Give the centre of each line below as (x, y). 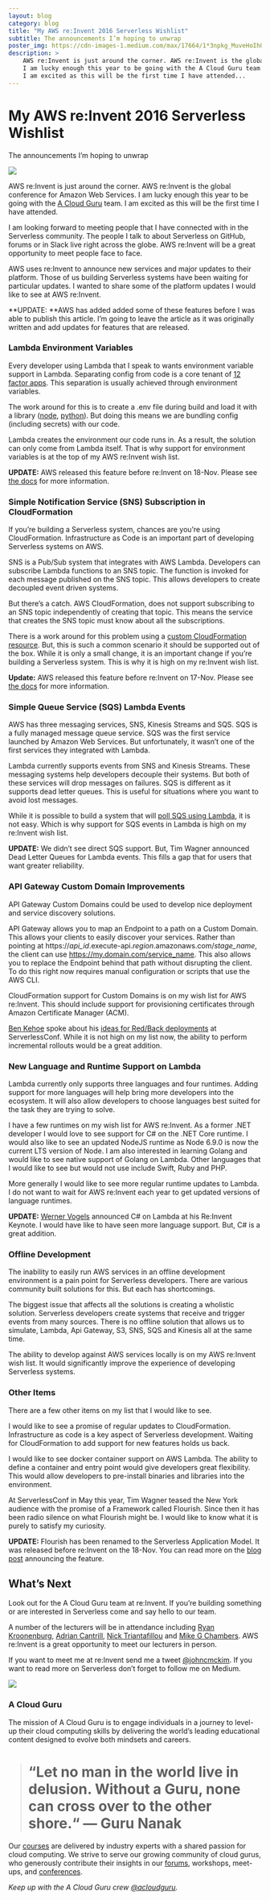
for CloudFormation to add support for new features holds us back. (119, 1443)
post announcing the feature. (56, 1558)
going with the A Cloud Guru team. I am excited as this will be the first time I (134, 203)
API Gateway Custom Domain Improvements (97, 886)
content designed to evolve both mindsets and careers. (100, 1740)
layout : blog (30, 16)
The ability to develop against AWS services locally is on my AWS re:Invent (132, 1355)
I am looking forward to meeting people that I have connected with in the (129, 227)
